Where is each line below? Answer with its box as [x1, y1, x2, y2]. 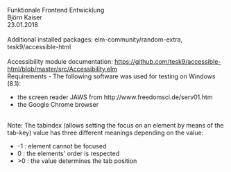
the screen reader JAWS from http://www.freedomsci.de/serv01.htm [17, 93, 213, 101]
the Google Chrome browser [17, 101, 99, 108]
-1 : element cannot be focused [17, 142, 107, 150]
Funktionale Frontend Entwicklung [7, 6, 105, 14]
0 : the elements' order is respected [17, 149, 120, 157]
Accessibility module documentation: [7, 58, 113, 65]
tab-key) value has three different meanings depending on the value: [7, 128, 204, 137]
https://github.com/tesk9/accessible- [114, 58, 221, 65]
